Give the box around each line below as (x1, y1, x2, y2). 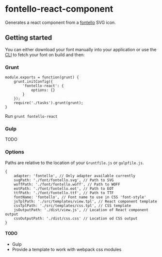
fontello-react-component (5, 3, 113, 15)
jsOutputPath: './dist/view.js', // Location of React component (14, 207, 149, 212)
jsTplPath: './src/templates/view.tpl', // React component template (14, 199, 158, 204)
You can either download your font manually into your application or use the (5, 46, 157, 52)
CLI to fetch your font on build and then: (5, 52, 85, 57)
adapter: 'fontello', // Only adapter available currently (14, 173, 136, 178)
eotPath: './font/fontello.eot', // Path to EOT (14, 186, 114, 191)
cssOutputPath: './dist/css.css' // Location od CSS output (14, 216, 138, 221)
